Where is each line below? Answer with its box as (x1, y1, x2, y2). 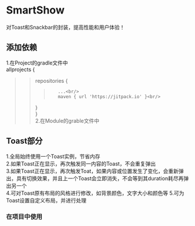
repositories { (35, 77, 68, 84)
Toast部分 (6, 136, 43, 146)
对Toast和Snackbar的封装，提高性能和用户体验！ (6, 23, 125, 31)
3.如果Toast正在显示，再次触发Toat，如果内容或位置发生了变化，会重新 (6, 167, 179, 174)
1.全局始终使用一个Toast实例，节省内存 (6, 153, 101, 160)
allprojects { (6, 66, 35, 73)
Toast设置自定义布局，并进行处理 (6, 197, 87, 204)
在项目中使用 (6, 212, 43, 221)
